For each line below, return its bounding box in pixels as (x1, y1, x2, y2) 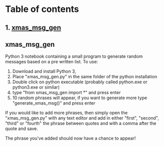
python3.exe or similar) (12, 84, 60, 90)
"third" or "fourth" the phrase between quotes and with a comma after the (5, 121, 157, 127)
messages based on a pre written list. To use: (5, 59, 98, 65)
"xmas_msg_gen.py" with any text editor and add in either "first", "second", (5, 115, 159, 121)
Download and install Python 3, (12, 68, 76, 74)
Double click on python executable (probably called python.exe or (12, 79, 148, 85)
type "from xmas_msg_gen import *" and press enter (12, 90, 121, 96)
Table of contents (5, 3, 80, 15)
